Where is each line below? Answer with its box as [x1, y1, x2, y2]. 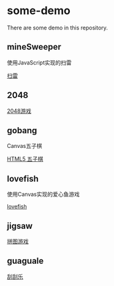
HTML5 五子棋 [7, 155, 44, 163]
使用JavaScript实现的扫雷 [7, 59, 72, 66]
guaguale [7, 256, 44, 266]
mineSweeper [7, 42, 62, 52]
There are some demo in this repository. [7, 24, 108, 31]
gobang [7, 125, 37, 136]
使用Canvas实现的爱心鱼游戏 [7, 191, 80, 198]
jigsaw [7, 220, 33, 231]
